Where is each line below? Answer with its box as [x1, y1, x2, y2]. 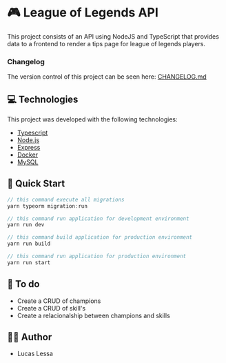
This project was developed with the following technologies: [7, 115, 178, 124]
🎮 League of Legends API [7, 5, 158, 21]
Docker [17, 150, 39, 159]
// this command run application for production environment [7, 253, 187, 260]
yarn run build [7, 240, 51, 248]
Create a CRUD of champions [17, 297, 101, 305]
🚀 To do [7, 278, 40, 290]
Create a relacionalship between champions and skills [17, 311, 170, 320]
